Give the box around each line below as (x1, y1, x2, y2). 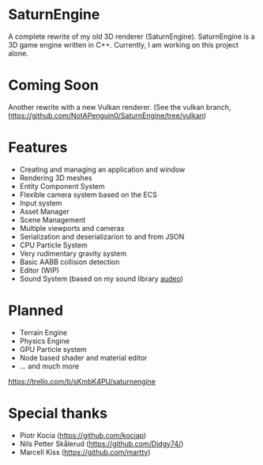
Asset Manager (19, 206, 70, 216)
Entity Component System (19, 181, 105, 191)
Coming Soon (8, 77, 99, 94)
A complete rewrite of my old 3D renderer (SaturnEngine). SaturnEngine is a (8, 32, 255, 41)
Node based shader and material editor (19, 353, 148, 362)
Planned (8, 302, 64, 319)
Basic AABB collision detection (19, 257, 120, 267)
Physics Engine (19, 336, 70, 346)
